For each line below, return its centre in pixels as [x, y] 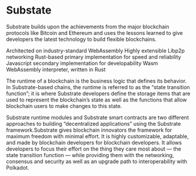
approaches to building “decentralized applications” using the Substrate [94, 123]
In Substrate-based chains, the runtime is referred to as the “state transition [98, 87]
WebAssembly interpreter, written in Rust [56, 69]
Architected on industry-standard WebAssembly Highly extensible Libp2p [95, 50]
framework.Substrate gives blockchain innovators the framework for [89, 130]
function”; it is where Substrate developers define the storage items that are [98, 93]
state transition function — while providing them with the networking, [90, 155]
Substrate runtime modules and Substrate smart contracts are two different [97, 117]
